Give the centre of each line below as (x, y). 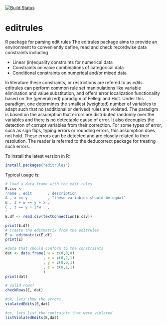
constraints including (27, 52)
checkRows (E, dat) (24, 290)
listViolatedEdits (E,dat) (32, 317)
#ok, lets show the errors (33, 299)
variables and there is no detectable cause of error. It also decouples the (80, 120)
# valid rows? (20, 285)
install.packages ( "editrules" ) (38, 165)
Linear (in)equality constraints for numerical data (63, 62)
